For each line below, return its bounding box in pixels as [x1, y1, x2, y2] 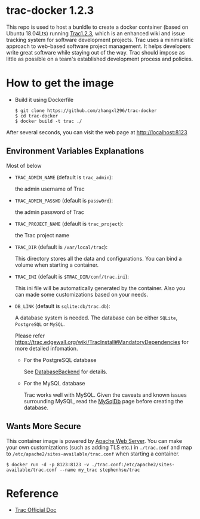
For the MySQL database [23, 379, 85, 387]
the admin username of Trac [14, 185, 85, 192]
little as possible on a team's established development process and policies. [6, 55, 193, 62]
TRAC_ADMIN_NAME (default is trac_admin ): [14, 173, 113, 180]
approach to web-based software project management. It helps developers [6, 43, 191, 50]
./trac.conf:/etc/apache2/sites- [91, 461, 175, 467]
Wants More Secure [6, 421, 82, 432]
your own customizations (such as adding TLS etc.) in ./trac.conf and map [6, 443, 192, 451]
